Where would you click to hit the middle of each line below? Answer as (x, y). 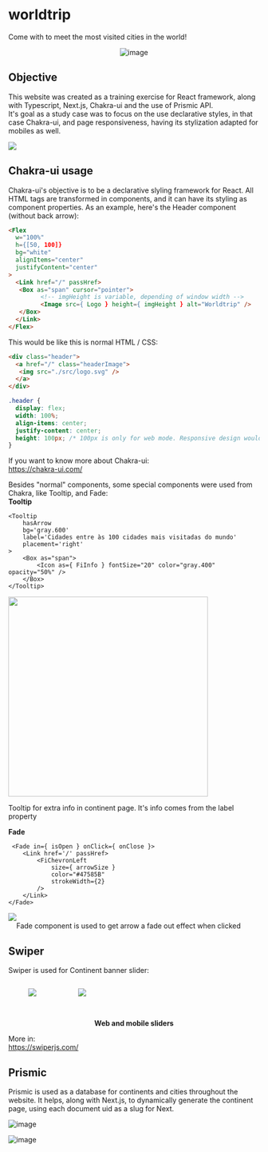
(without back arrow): (44, 215)
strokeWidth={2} (78, 882)
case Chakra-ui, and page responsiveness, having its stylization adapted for (133, 122)
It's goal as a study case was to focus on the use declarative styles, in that (130, 114)
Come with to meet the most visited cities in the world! (98, 37)
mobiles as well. (35, 130)
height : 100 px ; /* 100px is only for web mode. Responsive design (128, 438)
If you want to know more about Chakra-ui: (79, 460)
